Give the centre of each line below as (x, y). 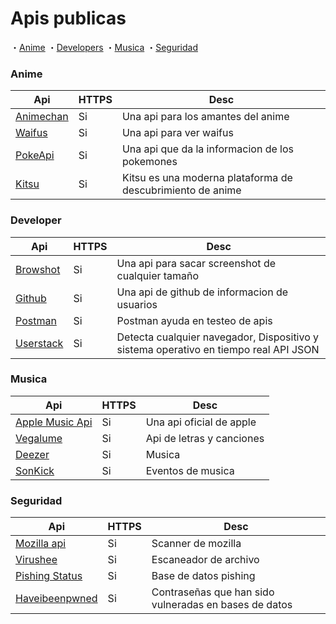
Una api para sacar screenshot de (196, 263)
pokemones (149, 162)
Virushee (36, 560)
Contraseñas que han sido (213, 592)
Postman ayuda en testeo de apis (194, 320)
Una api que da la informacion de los (207, 149)
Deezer (32, 454)
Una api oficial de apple (201, 422)
